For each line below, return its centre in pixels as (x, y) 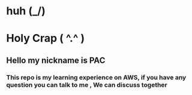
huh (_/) (26, 11)
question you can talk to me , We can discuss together (87, 85)
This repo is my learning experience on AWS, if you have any (96, 77)
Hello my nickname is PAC (56, 60)
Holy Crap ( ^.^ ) (46, 39)
